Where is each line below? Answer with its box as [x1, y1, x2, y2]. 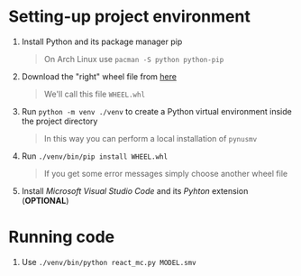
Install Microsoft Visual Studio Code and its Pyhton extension [21, 185, 249, 196]
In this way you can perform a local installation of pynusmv [43, 133, 258, 143]
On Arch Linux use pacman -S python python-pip [43, 53, 224, 64]
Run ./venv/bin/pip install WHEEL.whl [21, 151, 169, 161]
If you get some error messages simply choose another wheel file [43, 168, 288, 179]
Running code [8, 227, 115, 247]
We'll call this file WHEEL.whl [43, 88, 146, 99]
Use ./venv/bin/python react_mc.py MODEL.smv [21, 256, 196, 267]
